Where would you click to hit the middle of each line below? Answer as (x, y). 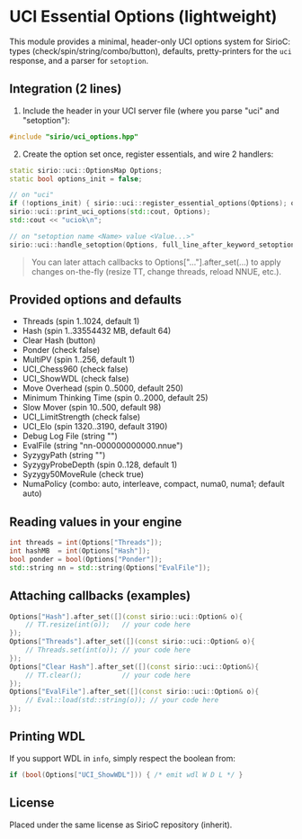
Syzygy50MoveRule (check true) (83, 474)
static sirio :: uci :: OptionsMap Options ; (86, 170)
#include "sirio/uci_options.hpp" (74, 137)
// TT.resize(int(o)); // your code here (108, 625)
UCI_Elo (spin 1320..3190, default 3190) (95, 427)
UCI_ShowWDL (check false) (75, 379)
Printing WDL (47, 737)
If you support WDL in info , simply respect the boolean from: (122, 758)
